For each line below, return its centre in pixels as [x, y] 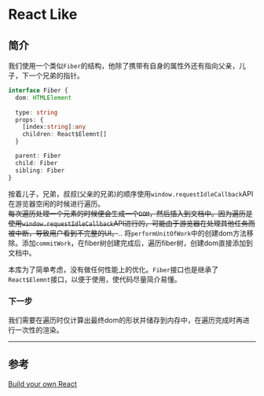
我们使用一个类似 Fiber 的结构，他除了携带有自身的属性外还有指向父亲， [124, 66]
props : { [29, 119]
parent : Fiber [38, 156]
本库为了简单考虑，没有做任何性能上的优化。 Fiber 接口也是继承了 [113, 269]
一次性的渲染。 [39, 330]
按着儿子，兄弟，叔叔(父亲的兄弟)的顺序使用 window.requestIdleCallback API [131, 193]
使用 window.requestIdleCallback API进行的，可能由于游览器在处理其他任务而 [132, 223]
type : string [37, 112]
